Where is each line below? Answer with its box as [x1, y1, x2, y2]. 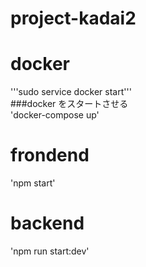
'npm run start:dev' [10, 245, 90, 257]
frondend [10, 144, 90, 167]
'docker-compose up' [10, 109, 100, 121]
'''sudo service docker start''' [10, 86, 132, 98]
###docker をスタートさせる [10, 98, 129, 110]
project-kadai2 [10, 7, 137, 30]
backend [10, 212, 85, 235]
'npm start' [10, 177, 56, 189]
